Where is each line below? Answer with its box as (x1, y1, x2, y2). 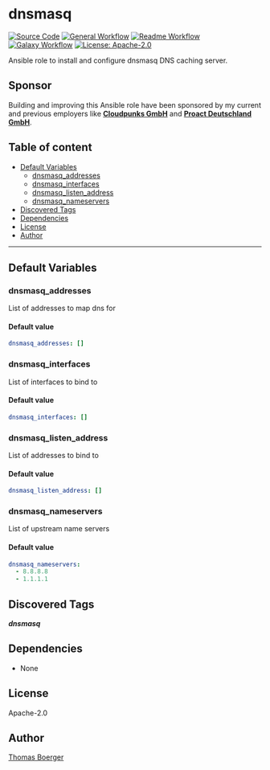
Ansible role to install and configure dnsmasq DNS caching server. (8, 55, 228, 65)
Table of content (8, 141, 92, 154)
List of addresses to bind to (8, 451, 99, 460)
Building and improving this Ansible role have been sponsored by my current (8, 100, 261, 109)
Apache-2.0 (8, 708, 48, 718)
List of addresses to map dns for (8, 303, 117, 313)
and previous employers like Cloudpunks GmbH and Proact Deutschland (8, 109, 252, 118)
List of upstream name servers (8, 524, 110, 534)
